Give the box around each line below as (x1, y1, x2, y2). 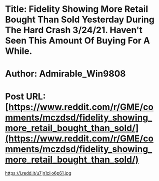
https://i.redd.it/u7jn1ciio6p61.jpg (5, 170, 71, 176)
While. (5, 45, 32, 57)
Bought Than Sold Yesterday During (5, 14, 155, 25)
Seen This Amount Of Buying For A (5, 35, 150, 46)
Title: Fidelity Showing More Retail (5, 3, 149, 15)
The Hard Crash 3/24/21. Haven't (5, 25, 143, 36)
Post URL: (5, 90, 46, 102)
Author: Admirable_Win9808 (5, 68, 126, 80)
